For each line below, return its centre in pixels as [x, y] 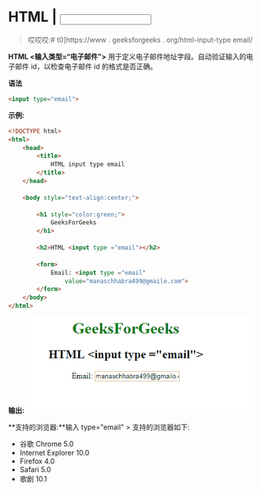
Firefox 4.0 [37, 461]
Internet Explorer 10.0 [54, 453]
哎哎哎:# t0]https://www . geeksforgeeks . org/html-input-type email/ [140, 39]
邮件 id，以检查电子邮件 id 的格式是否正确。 [86, 66]
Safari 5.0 [35, 470]
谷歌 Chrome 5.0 [47, 444]
